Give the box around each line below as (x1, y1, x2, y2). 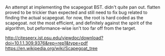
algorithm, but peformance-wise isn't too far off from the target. (5, 25, 137, 31)
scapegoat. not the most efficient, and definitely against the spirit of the (5, 20, 153, 26)
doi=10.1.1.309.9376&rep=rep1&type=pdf (5, 40, 88, 46)
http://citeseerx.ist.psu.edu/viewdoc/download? (5, 35, 104, 41)
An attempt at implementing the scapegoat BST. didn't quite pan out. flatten (5, 4, 161, 10)
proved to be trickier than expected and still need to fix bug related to (5, 9, 148, 15)
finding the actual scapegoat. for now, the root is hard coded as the (5, 15, 144, 20)
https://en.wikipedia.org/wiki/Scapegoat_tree (5, 46, 98, 51)
